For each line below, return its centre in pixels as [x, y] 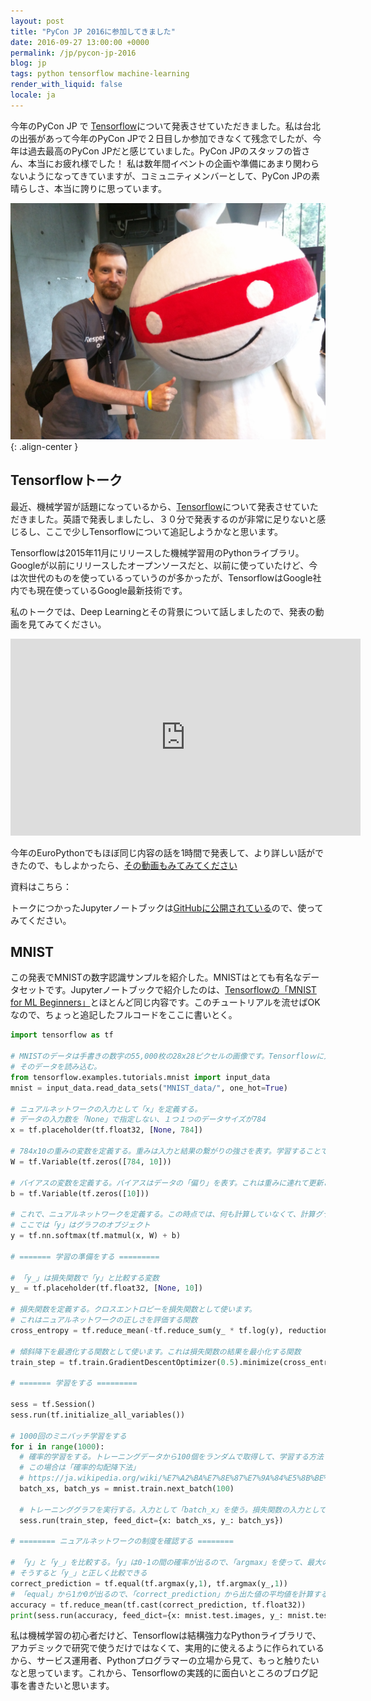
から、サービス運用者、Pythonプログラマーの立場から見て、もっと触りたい [165, 1661]
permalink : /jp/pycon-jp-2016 [73, 53]
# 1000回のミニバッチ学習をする [68, 1436]
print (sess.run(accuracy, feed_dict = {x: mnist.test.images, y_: [147, 1615]
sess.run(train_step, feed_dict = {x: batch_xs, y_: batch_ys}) [151, 1520]
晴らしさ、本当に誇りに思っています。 [88, 188]
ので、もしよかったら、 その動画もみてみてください [132, 865]
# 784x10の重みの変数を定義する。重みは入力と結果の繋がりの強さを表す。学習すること [165, 1151]
